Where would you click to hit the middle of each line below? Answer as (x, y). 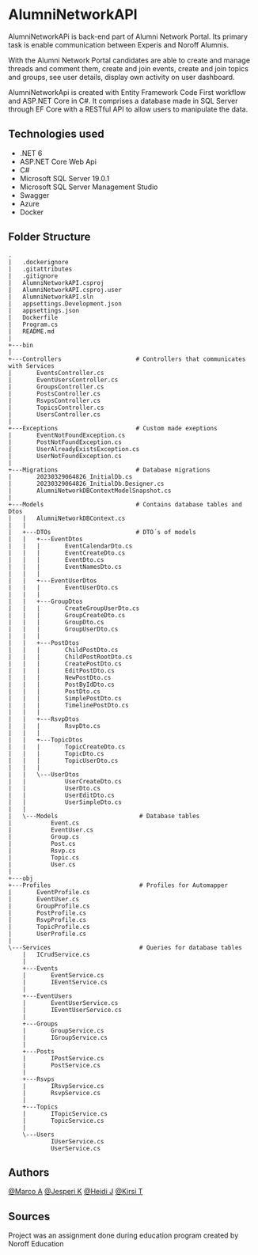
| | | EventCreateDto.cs (67, 553)
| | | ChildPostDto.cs (63, 650)
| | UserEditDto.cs (61, 795)
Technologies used (56, 134)
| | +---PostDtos (44, 643)
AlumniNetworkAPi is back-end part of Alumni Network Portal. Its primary (128, 36)
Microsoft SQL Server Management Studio (89, 187)
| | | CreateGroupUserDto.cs (74, 608)
